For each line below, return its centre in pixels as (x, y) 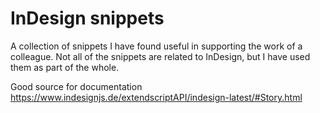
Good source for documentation (76, 86)
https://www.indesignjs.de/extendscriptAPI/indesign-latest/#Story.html (156, 97)
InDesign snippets (87, 18)
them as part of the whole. (65, 67)
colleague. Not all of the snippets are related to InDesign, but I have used (160, 56)
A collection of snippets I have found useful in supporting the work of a (156, 46)
